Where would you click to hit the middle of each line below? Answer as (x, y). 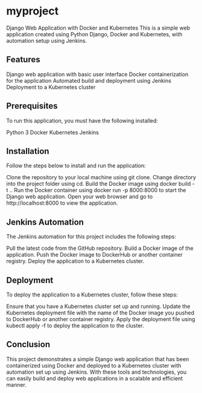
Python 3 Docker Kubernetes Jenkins (53, 132)
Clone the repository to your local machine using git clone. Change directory (101, 177)
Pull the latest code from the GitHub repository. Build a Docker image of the (100, 248)
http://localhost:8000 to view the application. (62, 203)
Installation (28, 151)
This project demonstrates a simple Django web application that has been (98, 359)
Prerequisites (32, 106)
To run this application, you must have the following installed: (82, 120)
